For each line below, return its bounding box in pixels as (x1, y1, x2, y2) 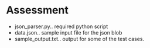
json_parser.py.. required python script (14, 23, 108, 30)
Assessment (6, 4, 69, 17)
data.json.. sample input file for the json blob (14, 29, 122, 36)
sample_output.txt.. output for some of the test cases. (14, 35, 145, 42)
